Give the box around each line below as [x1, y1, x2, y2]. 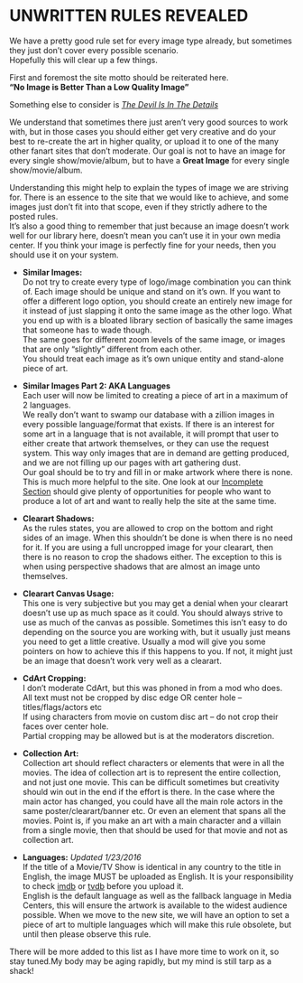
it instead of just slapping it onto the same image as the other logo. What [22, 304, 293, 316]
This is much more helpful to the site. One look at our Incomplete [22, 476, 263, 487]
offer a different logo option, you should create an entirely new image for [22, 295, 293, 306]
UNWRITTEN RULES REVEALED [9, 5, 249, 26]
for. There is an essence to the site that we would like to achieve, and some [9, 192, 289, 202]
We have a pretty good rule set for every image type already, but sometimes [9, 35, 293, 46]
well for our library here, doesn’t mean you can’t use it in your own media [9, 229, 281, 240]
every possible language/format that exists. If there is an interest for [22, 418, 275, 429]
